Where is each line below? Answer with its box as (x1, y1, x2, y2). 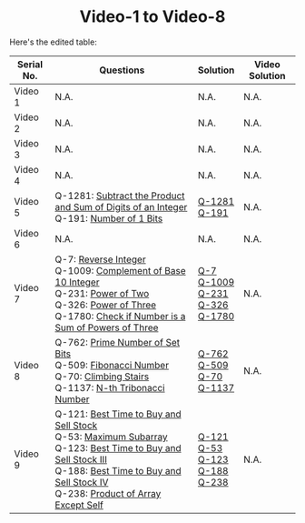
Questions (99, 64, 145, 76)
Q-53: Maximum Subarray (54, 430, 168, 443)
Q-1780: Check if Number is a (54, 309, 186, 322)
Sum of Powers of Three (54, 321, 159, 334)
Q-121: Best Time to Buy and (54, 407, 182, 420)
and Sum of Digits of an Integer (54, 200, 188, 213)
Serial (16, 57, 44, 70)
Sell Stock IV (54, 476, 109, 488)
